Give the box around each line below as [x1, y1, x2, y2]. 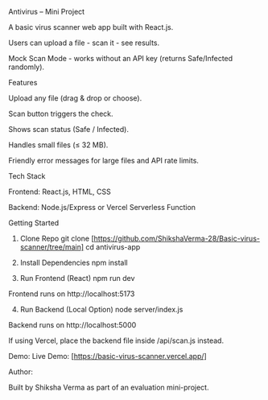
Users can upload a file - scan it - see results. [8, 38, 160, 47]
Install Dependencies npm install [19, 258, 128, 267]
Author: [8, 367, 34, 377]
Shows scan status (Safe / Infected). [8, 125, 129, 134]
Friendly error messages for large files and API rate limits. [8, 156, 200, 165]
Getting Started [8, 218, 60, 228]
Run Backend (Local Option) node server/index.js [19, 305, 183, 314]
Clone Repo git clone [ [19, 233, 94, 243]
